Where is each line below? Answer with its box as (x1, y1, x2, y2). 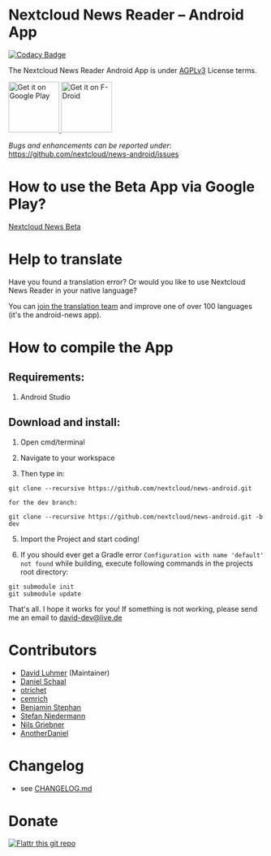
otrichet (19, 685, 47, 695)
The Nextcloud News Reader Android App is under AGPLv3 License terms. (8, 65, 257, 75)
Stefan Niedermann (19, 711, 86, 721)
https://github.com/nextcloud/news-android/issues (8, 148, 179, 159)
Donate (8, 811, 58, 830)
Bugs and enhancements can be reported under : (8, 140, 172, 150)
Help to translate (8, 250, 123, 269)
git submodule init (8, 583, 75, 591)
